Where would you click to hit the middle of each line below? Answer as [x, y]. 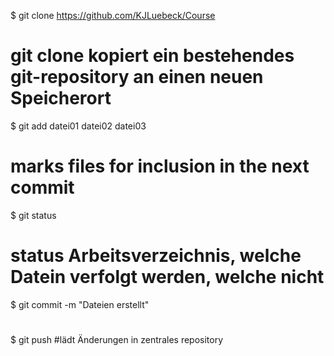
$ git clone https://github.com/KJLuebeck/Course [113, 15]
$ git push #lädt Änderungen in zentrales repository [117, 339]
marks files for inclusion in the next [160, 166]
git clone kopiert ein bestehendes [152, 56]
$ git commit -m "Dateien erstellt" [80, 304]
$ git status [33, 215]
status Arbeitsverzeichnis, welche [156, 256]
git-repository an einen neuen [137, 77]
